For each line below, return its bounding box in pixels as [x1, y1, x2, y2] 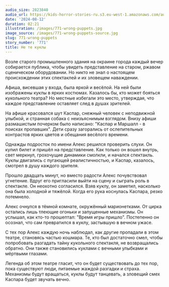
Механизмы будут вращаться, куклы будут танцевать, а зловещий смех [5, 271, 160, 277]
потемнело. [5, 194, 30, 200]
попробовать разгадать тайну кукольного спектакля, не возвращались [5, 240, 159, 246]
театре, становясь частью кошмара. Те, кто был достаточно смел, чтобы [5, 234, 163, 240]
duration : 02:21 [5, 21, 39, 27]
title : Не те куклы [5, 45, 46, 50]
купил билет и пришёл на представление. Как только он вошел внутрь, [5, 146, 159, 152]
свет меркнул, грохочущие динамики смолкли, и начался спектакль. [5, 152, 154, 158]
